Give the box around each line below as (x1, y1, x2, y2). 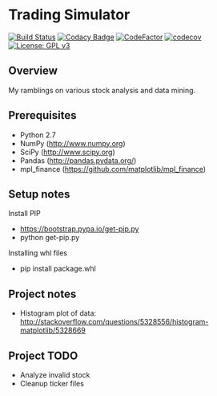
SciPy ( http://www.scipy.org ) (19, 147, 116, 157)
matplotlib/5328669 (19, 325, 86, 335)
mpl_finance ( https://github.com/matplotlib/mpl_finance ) (19, 164, 207, 174)
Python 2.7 (19, 130, 56, 140)
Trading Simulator (8, 6, 131, 24)
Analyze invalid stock (19, 370, 90, 379)
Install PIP (8, 209, 42, 218)
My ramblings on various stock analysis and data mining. (8, 85, 196, 95)
